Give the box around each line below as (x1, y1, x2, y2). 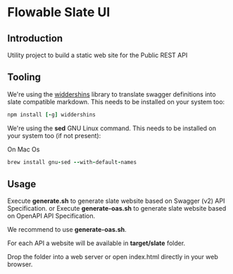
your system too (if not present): (7, 131, 101, 139)
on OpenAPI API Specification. (7, 212, 96, 220)
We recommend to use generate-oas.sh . (7, 225, 127, 234)
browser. (7, 260, 33, 268)
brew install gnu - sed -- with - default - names (7, 158, 137, 166)
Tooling (7, 71, 41, 83)
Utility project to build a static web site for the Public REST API (7, 51, 188, 59)
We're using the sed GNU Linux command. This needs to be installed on (7, 124, 217, 132)
